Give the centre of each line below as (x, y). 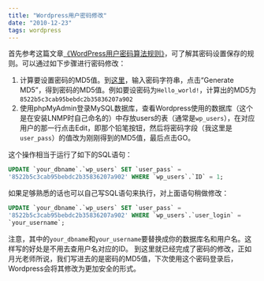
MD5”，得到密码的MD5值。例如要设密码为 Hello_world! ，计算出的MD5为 (138, 90)
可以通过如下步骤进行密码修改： (74, 63)
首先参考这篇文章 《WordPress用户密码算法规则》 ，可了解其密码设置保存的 (128, 54)
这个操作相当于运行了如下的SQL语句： (70, 155)
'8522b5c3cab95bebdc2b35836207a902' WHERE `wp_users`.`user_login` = (125, 215)
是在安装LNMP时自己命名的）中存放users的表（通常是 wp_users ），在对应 (137, 118)
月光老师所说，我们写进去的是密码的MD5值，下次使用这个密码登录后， (123, 258)
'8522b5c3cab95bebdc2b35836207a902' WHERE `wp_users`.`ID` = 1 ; (116, 177)
